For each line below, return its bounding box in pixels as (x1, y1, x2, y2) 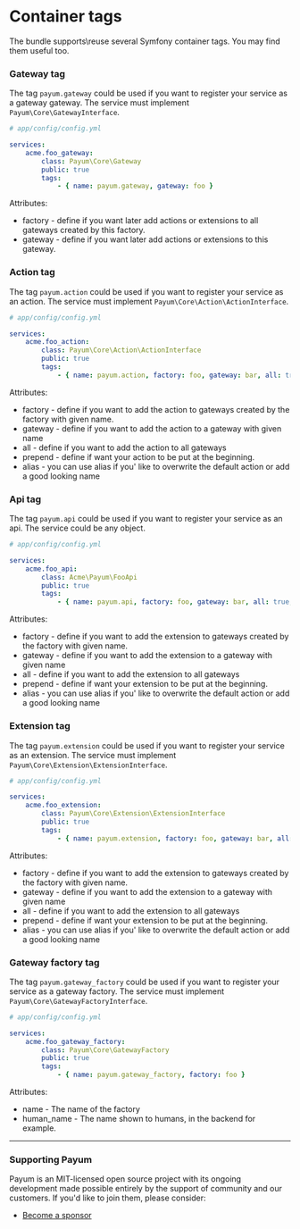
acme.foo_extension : (25, 801, 102, 810)
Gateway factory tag (9, 956, 100, 968)
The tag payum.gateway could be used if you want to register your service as (9, 88, 288, 99)
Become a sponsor (21, 1210, 92, 1221)
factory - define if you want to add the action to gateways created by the (21, 404, 290, 414)
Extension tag (9, 720, 71, 732)
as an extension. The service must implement (9, 749, 177, 760)
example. (21, 1123, 56, 1133)
